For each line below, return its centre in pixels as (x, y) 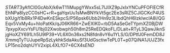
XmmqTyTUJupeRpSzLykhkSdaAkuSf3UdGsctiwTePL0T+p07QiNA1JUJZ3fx (85, 40)
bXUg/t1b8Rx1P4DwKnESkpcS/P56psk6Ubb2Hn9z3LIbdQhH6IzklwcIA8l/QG (85, 18)
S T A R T (12, 7)
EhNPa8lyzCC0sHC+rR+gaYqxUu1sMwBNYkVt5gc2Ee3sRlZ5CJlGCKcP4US (85, 13)
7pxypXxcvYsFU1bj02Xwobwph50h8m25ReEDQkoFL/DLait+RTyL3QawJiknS (85, 29)
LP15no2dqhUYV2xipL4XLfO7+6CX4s (45, 45)
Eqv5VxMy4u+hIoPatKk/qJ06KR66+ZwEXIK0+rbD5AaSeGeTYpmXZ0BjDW (84, 23)
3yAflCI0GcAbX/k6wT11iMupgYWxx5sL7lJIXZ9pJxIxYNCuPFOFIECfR (92, 7)
